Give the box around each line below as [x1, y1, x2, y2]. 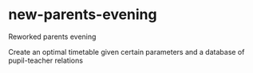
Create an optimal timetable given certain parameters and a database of [8, 47, 245, 56]
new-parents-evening [8, 6, 157, 24]
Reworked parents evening [8, 32, 97, 41]
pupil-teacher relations [8, 56, 84, 65]
